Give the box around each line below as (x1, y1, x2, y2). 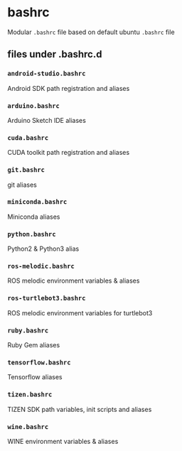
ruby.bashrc (7, 326, 49, 335)
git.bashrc (7, 166, 45, 174)
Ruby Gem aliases (7, 341, 60, 349)
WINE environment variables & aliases (7, 437, 119, 445)
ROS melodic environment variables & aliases (7, 276, 140, 285)
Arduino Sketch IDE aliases (7, 116, 87, 124)
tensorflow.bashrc (7, 358, 71, 366)
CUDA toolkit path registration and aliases (7, 148, 130, 157)
